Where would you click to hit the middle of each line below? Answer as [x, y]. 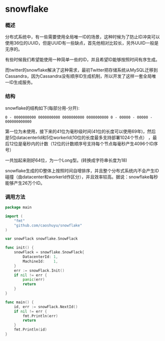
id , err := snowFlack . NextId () [46, 307]
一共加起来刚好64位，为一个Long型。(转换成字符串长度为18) [66, 160]
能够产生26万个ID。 [25, 183]
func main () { [20, 302]
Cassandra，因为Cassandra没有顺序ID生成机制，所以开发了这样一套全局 [79, 76]
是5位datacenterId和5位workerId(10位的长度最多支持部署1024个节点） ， [79, 137]
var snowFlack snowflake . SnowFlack [41, 239]
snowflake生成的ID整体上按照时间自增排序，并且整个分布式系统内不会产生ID [82, 170]
